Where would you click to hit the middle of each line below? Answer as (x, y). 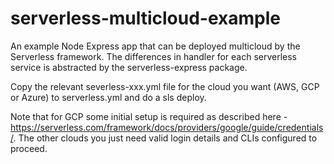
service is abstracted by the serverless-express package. (129, 67)
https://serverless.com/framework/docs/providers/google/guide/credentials (167, 127)
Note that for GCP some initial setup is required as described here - (149, 116)
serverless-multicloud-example (146, 18)
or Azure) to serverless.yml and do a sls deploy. (108, 97)
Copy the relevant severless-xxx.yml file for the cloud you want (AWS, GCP (165, 86)
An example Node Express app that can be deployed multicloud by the (155, 46)
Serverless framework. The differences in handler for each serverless (153, 56)
